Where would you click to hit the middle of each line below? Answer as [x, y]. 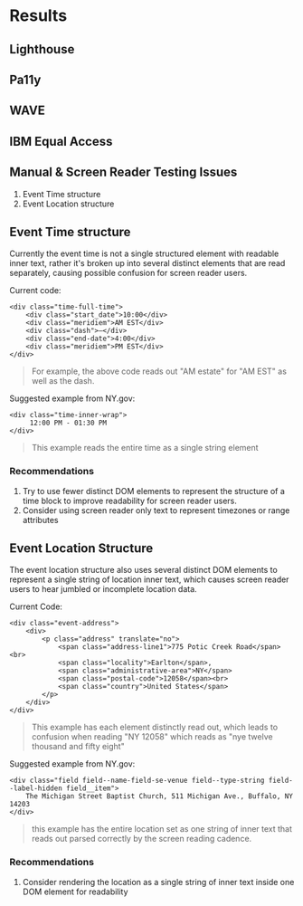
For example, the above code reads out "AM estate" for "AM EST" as [159, 371]
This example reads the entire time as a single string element [145, 448]
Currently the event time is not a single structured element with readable [144, 253]
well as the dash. [63, 381]
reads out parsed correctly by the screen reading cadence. [142, 839]
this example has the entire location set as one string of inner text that [161, 829]
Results [38, 16]
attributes [40, 520]
